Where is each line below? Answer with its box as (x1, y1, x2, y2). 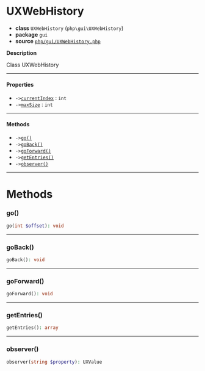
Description (6, 49, 37, 56)
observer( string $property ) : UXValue (6, 359, 103, 365)
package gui (15, 31, 48, 38)
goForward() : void (6, 291, 53, 297)
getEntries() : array (6, 325, 59, 331)
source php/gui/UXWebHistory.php (15, 37, 101, 45)
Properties (6, 81, 34, 88)
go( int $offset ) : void (6, 223, 64, 229)
